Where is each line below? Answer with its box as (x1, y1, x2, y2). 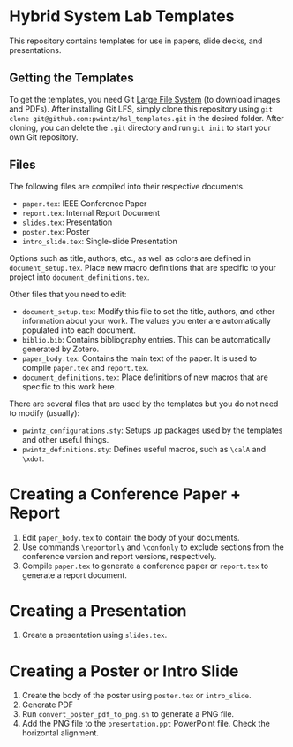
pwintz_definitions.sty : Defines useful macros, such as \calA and (21, 443, 267, 454)
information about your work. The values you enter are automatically (21, 315, 272, 326)
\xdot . (21, 453, 45, 464)
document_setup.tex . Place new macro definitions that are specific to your (9, 262, 276, 273)
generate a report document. (21, 569, 128, 581)
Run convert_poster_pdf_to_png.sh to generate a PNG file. (21, 709, 235, 720)
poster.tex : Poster (21, 226, 90, 236)
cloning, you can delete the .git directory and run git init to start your (9, 122, 272, 133)
